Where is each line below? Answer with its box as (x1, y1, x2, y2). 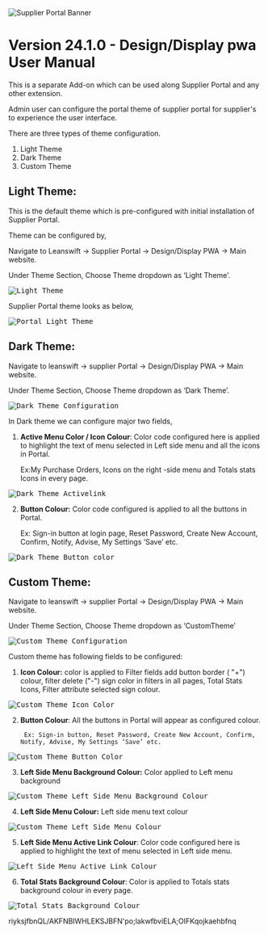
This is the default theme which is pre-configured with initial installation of (8, 206, 255, 216)
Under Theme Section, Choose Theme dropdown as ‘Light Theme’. (8, 270, 231, 280)
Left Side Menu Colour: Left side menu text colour (19, 807, 188, 817)
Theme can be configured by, (8, 230, 107, 240)
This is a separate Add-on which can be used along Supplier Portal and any (8, 80, 260, 90)
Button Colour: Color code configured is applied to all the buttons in (19, 504, 248, 514)
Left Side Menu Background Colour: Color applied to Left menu (19, 768, 233, 777)
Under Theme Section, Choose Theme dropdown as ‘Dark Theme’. (8, 385, 230, 395)
